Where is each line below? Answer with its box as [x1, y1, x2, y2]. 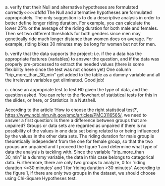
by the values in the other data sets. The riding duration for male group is [5, 133, 155, 139]
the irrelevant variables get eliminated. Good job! [5, 77, 105, 83]
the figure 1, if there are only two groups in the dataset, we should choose [5, 170, 156, 176]
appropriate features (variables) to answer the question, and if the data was [5, 56, 160, 62]
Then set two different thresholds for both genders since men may [5, 31, 141, 36]
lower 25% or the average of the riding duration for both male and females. [5, 25, 159, 31]
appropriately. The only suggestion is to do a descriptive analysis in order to [5, 15, 160, 20]
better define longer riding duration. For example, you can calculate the [5, 20, 151, 26]
